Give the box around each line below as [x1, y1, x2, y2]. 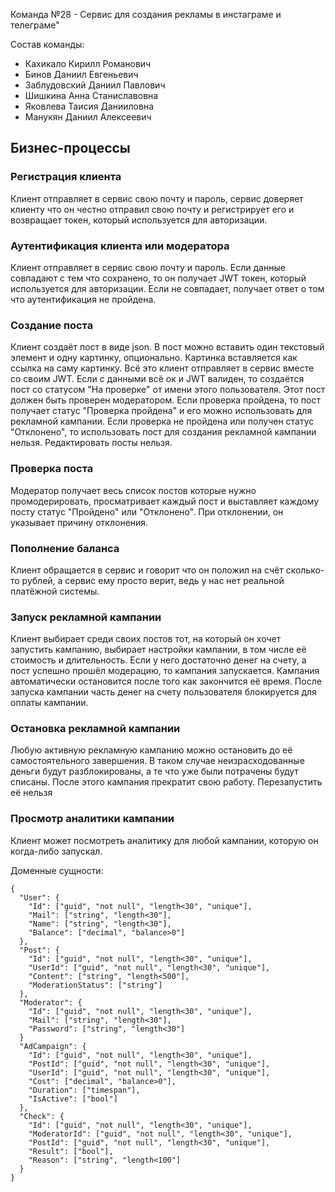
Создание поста [10, 318, 94, 332]
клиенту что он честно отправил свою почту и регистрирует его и [10, 203, 295, 215]
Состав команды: [10, 39, 85, 50]
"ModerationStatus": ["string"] [28, 980, 163, 990]
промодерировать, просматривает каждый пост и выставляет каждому [10, 495, 320, 507]
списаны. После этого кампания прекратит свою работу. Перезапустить [10, 776, 323, 788]
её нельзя [10, 787, 53, 799]
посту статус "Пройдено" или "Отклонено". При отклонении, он [10, 505, 284, 518]
